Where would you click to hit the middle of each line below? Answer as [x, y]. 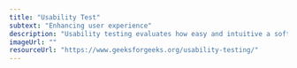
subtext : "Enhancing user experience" [80, 26]
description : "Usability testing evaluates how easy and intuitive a [140, 34]
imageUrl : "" [33, 42]
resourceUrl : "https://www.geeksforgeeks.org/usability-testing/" [134, 50]
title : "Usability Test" [55, 17]
